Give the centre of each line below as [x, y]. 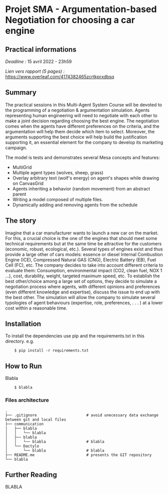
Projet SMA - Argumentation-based [81, 9]
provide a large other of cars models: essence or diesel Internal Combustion [84, 254]
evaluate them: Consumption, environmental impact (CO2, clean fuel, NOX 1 [84, 270]
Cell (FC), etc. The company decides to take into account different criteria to [84, 265]
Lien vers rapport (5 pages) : [35, 71]
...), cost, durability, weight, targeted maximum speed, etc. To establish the [82, 276]
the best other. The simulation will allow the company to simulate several [80, 297]
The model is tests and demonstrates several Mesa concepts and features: [82, 157]
